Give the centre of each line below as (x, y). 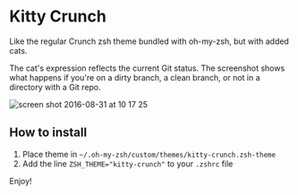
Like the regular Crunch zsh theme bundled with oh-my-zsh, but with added (149, 41)
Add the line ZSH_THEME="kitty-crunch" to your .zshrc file (128, 164)
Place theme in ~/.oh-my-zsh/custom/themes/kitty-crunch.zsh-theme (149, 154)
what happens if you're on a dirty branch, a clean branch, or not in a (135, 77)
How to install (48, 133)
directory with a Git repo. (55, 87)
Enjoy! (21, 181)
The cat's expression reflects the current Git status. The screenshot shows (147, 68)
